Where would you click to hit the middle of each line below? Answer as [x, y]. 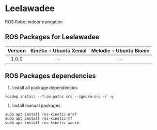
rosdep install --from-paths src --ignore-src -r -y [59, 96]
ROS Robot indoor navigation [34, 22]
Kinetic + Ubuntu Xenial [59, 50]
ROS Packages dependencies [50, 76]
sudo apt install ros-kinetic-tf [39, 118]
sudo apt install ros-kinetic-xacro [42, 123]
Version [17, 50]
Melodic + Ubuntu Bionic [120, 50]
